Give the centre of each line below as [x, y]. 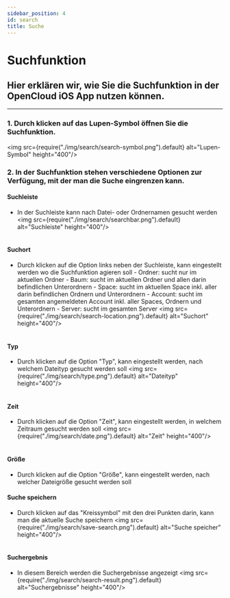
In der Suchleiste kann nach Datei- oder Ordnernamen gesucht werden [117, 212]
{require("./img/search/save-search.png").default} [88, 527]
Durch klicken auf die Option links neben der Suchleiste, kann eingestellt [119, 265]
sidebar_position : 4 [37, 13]
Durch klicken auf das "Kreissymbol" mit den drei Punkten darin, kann [115, 512]
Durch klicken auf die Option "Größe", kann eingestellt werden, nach [113, 475]
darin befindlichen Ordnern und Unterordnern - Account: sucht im [110, 294]
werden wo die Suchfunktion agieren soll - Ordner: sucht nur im [107, 272]
